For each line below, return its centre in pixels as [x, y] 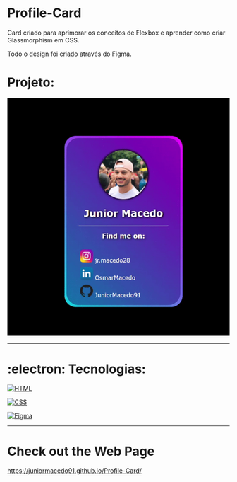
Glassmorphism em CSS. [43, 40]
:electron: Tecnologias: [77, 369]
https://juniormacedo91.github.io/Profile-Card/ [75, 471]
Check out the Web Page [81, 451]
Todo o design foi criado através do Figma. [69, 54]
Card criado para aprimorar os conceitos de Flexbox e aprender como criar [116, 33]
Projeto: [31, 82]
